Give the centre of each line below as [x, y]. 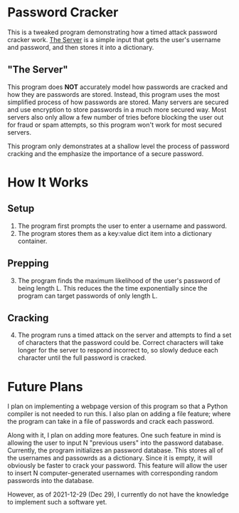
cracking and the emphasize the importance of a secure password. [106, 153]
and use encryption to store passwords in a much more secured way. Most [117, 109]
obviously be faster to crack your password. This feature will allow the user [117, 466]
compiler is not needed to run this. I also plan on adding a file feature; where [119, 414]
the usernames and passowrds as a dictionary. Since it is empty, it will [110, 458]
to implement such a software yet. [57, 502]
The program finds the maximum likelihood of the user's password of [119, 280]
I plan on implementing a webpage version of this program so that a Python [118, 406]
